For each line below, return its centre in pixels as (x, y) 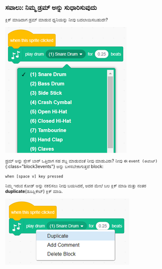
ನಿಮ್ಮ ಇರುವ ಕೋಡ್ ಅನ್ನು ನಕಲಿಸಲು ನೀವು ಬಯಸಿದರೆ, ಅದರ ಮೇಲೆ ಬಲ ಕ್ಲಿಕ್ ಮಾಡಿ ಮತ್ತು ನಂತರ (76, 185)
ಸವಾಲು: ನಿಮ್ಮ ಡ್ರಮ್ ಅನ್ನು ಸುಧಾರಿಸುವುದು (51, 8)
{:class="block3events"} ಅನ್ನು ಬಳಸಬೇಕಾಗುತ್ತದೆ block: (54, 166)
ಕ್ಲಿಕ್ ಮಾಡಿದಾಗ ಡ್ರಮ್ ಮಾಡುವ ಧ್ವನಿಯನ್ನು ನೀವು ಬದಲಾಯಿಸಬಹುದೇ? (57, 19)
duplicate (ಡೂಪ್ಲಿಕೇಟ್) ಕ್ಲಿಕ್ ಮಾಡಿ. (34, 191)
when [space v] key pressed (34, 176)
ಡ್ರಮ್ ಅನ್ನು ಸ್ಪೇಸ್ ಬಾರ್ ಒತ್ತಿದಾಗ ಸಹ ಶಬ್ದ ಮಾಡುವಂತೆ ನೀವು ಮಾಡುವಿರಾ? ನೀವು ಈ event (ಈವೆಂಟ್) (81, 161)
